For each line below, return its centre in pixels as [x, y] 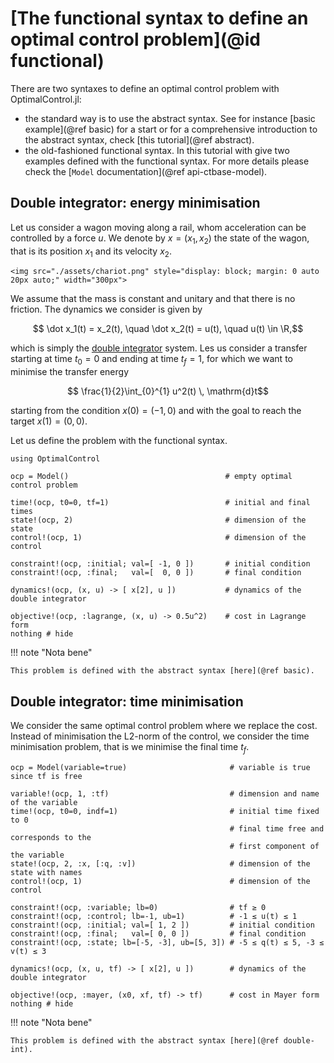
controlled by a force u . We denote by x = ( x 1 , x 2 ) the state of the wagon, [160, 239]
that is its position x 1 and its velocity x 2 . [91, 252]
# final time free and [277, 828]
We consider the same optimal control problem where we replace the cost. [164, 725]
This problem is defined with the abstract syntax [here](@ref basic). [162, 671]
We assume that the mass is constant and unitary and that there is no [153, 299]
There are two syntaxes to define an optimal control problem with [145, 88]
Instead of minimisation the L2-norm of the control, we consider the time [160, 736]
